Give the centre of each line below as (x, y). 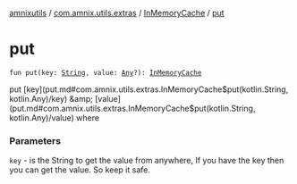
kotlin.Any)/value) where (55, 117)
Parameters (35, 140)
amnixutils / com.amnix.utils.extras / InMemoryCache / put (117, 13)
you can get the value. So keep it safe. (80, 170)
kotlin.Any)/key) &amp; (51, 98)
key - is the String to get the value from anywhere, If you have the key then (147, 161)
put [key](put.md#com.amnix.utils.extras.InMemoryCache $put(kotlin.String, (149, 89)
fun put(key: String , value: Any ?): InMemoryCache (106, 72)
